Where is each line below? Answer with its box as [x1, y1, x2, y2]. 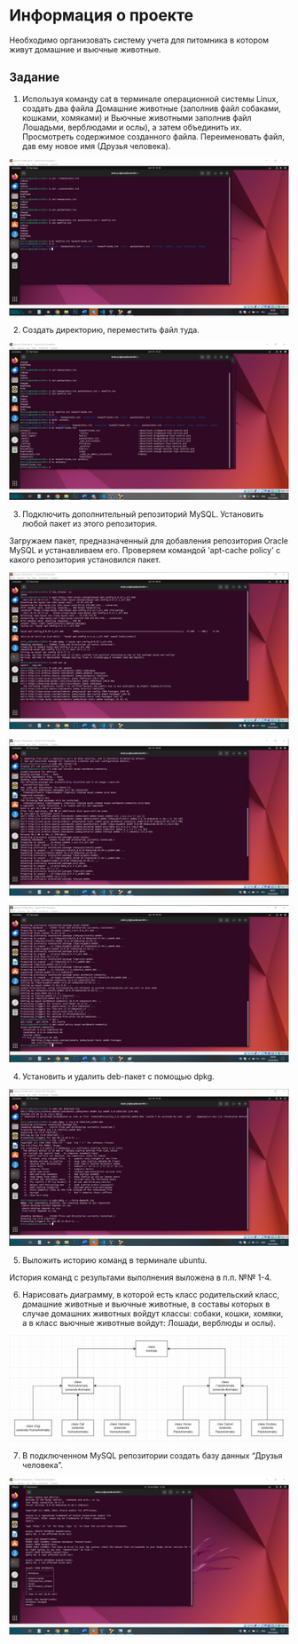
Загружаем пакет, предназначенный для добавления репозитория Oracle [9, 535, 288, 546]
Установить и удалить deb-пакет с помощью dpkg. [21, 1071, 215, 1082]
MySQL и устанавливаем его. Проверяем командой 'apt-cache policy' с [9, 544, 281, 555]
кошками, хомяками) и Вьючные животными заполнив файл [21, 112, 252, 123]
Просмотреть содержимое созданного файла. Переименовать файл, [21, 131, 286, 142]
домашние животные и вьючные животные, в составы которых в [21, 1299, 271, 1310]
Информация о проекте [9, 5, 193, 26]
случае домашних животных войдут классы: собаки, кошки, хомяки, [21, 1308, 284, 1319]
